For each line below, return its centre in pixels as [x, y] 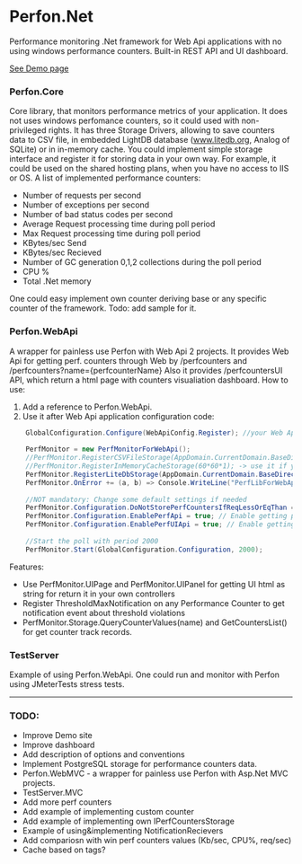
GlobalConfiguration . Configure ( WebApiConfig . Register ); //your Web [154, 433]
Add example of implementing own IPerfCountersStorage [129, 821]
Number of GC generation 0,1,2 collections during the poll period [142, 262]
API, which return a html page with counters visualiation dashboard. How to [149, 380]
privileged [28, 130]
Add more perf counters [67, 802]
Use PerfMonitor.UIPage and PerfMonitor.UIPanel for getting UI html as [154, 584]
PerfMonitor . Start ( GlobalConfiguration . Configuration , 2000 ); [144, 550]
